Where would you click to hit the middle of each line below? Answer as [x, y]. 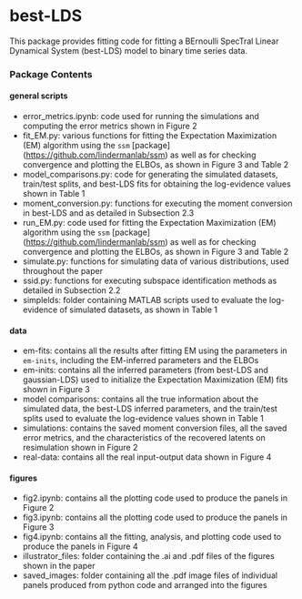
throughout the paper [62, 271]
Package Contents [51, 74]
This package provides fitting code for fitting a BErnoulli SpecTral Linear [144, 41]
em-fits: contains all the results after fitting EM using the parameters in [155, 350]
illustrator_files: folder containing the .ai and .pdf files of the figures [148, 556]
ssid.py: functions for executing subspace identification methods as [150, 281]
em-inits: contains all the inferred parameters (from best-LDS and [145, 371]
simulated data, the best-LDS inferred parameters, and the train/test [150, 409]
